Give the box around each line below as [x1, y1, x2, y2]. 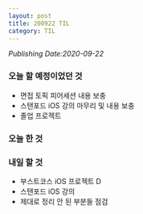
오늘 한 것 [8, 132, 43, 144]
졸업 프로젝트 [19, 111, 62, 120]
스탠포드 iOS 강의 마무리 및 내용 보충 [19, 100, 135, 110]
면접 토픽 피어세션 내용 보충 [19, 90, 107, 100]
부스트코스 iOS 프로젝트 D [19, 176, 102, 186]
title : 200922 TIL [8, 19, 70, 27]
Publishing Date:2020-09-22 [8, 49, 104, 59]
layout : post [8, 11, 52, 20]
